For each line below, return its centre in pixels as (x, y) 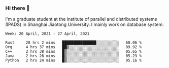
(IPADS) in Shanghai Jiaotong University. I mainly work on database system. (84, 24)
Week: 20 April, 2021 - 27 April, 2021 (47, 34)
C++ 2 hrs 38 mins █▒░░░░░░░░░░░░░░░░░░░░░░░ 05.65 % (74, 52)
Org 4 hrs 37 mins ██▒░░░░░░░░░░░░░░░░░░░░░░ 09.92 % (74, 47)
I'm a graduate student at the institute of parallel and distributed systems (81, 19)
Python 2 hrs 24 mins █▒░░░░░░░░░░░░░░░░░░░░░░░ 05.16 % (74, 60)
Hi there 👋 (18, 8)
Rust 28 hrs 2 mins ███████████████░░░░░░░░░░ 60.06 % (74, 43)
